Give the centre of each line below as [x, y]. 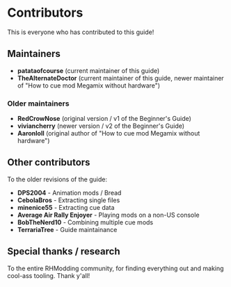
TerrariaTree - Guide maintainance [67, 229]
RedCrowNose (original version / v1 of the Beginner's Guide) [104, 119]
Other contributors [49, 162]
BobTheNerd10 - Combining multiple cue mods [85, 222]
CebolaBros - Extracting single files [69, 200]
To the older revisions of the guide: [57, 179]
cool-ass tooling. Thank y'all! [49, 275]
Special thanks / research [64, 252]
